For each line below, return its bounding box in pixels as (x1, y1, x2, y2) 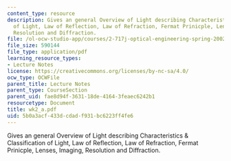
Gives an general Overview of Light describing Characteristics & (7, 131, 189, 140)
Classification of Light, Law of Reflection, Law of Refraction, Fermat (7, 138, 199, 147)
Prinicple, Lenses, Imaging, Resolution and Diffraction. (7, 146, 161, 154)
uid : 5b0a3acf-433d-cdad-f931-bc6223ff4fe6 (7, 112, 134, 119)
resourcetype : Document (7, 100, 76, 107)
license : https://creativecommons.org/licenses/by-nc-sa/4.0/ (7, 67, 189, 74)
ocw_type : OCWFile (7, 74, 60, 81)
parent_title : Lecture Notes (7, 80, 91, 87)
